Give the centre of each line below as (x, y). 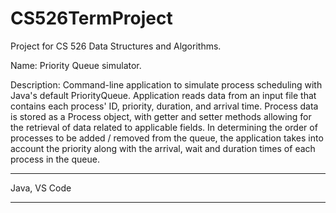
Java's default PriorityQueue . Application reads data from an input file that (163, 95)
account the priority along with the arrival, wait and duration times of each (163, 148)
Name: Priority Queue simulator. (76, 65)
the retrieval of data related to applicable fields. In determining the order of (164, 127)
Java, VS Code (41, 188)
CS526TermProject (91, 18)
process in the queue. (55, 159)
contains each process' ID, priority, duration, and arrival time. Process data (164, 106)
